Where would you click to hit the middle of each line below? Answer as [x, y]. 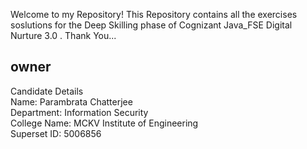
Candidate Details [47, 91]
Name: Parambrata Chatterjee [71, 101]
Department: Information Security [79, 112]
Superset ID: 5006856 [56, 133]
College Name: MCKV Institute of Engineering [104, 123]
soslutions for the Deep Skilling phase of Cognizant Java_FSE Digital [151, 25]
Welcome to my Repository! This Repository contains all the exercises [154, 14]
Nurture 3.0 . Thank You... [63, 35]
